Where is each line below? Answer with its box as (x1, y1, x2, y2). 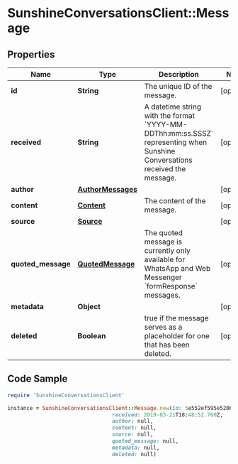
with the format (144, 111, 195, 120)
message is (144, 237, 183, 247)
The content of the (144, 196, 207, 205)
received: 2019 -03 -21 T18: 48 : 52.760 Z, (112, 411, 223, 419)
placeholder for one (144, 331, 210, 340)
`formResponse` (144, 281, 198, 291)
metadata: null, (112, 444, 160, 451)
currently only (144, 246, 191, 255)
